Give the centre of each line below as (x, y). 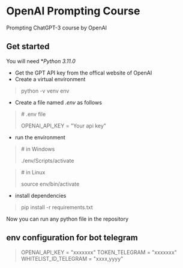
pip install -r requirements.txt (57, 207)
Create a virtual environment (50, 79)
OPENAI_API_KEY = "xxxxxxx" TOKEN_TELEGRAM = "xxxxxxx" (99, 252)
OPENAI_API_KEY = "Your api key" (64, 126)
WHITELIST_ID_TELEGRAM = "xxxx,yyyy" (72, 258)
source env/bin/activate (50, 184)
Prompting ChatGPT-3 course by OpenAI (56, 28)
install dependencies (40, 195)
